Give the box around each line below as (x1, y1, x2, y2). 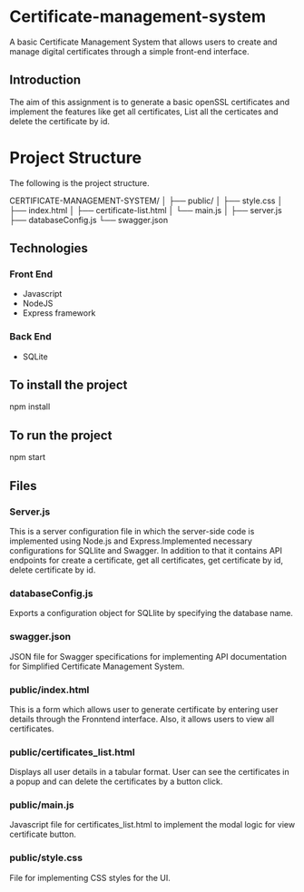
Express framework (22, 308, 96, 319)
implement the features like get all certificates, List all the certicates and (9, 106, 279, 117)
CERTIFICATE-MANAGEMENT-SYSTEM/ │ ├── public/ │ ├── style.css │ (9, 195, 283, 206)
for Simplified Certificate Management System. (9, 661, 185, 671)
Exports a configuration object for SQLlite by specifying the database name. (9, 608, 293, 619)
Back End (9, 330, 52, 343)
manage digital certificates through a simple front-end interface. (9, 45, 250, 56)
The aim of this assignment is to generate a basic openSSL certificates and (9, 96, 290, 107)
